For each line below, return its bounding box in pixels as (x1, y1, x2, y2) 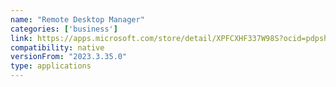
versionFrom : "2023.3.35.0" (10, 52, 128, 62)
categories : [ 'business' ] (10, 24, 118, 34)
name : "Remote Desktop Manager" (10, 14, 145, 25)
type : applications (10, 61, 92, 71)
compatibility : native (10, 42, 105, 53)
